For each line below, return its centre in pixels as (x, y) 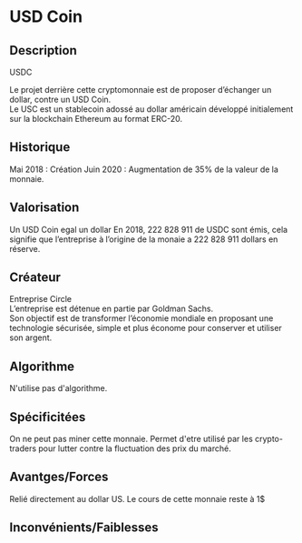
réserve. (25, 248)
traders (23, 448)
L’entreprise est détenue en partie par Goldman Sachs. (112, 309)
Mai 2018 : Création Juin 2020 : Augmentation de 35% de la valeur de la (144, 169)
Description (43, 50)
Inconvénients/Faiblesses (84, 528)
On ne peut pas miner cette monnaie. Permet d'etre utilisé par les (132, 439)
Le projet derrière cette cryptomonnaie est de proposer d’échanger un (141, 90)
